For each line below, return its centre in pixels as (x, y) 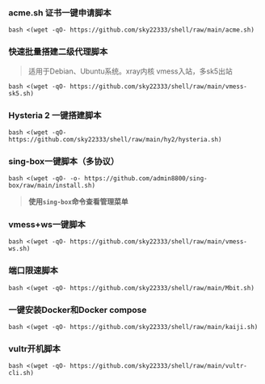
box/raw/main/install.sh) (52, 186)
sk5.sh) (21, 93)
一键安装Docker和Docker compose (78, 310)
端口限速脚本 (34, 271)
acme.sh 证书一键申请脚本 (60, 12)
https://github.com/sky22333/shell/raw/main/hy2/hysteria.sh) (115, 139)
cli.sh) (21, 373)
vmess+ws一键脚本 (47, 225)
